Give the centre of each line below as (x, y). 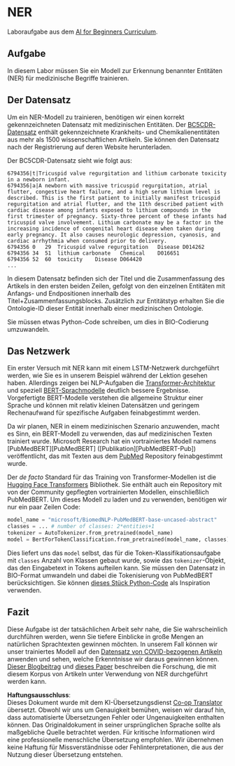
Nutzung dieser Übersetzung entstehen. (65, 754)
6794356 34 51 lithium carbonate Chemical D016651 (93, 253)
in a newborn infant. (39, 180)
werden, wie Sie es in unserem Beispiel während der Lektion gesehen (107, 375)
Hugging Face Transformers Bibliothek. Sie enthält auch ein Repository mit (115, 485)
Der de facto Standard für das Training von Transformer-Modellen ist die (112, 477)
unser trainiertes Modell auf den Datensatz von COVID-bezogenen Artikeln (115, 651)
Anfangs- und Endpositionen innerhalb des (69, 293)
